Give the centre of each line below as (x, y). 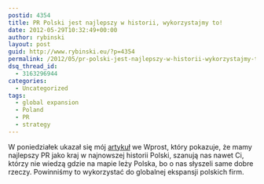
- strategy (33, 124)
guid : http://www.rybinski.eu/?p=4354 (71, 52)
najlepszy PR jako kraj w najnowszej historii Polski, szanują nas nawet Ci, (126, 155)
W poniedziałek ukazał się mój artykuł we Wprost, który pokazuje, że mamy (130, 146)
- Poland (29, 110)
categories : (27, 81)
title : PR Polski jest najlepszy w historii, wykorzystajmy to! (115, 23)
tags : (17, 96)
